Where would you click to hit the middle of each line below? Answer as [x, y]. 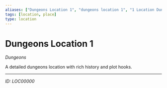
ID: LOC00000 [20, 81]
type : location [21, 19]
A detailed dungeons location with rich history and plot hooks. [69, 67]
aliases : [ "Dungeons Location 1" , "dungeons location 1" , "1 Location [80, 10]
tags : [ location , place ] [31, 14]
